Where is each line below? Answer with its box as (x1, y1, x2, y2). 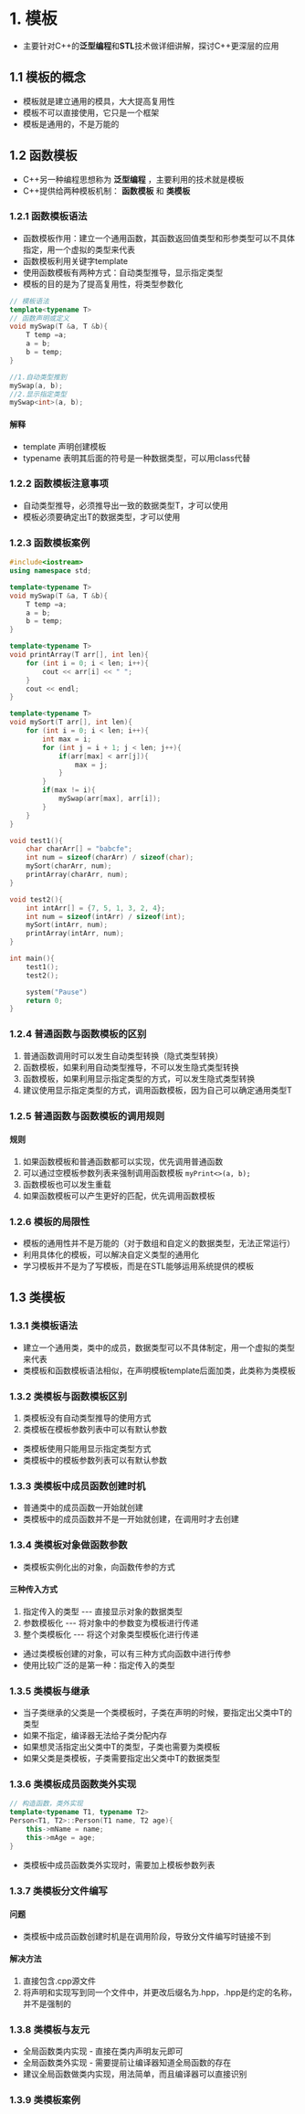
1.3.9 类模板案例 (9, 2094, 80, 2107)
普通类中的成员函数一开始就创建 (22, 1502, 143, 1513)
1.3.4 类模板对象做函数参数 (9, 1538, 128, 1551)
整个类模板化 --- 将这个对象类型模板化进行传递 (22, 1628, 199, 1640)
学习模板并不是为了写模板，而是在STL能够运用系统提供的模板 (22, 1261, 254, 1271)
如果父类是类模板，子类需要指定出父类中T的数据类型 (22, 1753, 221, 1764)
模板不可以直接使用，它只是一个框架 (22, 107, 160, 118)
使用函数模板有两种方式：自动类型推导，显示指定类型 (22, 267, 224, 278)
